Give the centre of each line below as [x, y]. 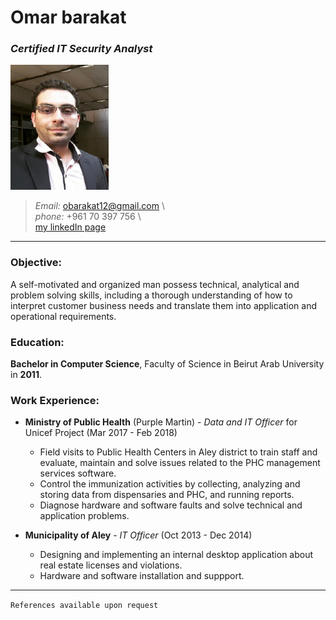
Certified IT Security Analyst [81, 49]
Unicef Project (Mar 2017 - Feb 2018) [101, 433]
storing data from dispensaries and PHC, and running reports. [167, 495]
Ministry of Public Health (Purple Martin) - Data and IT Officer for [161, 422]
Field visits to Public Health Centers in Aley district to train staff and [178, 452]
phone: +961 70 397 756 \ [88, 217]
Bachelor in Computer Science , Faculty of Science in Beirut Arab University [167, 364]
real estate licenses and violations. [111, 565]
